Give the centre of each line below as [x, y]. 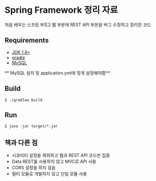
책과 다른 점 [21, 142]
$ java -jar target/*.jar [31, 126]
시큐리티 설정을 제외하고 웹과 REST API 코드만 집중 [61, 155]
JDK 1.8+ [21, 52]
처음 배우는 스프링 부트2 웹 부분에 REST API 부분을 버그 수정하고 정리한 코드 [78, 25]
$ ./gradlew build [23, 100]
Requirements [27, 41]
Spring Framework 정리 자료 [61, 10]
